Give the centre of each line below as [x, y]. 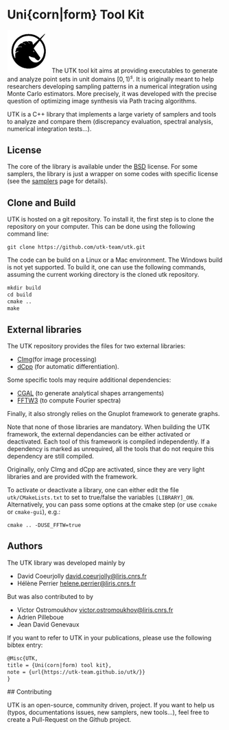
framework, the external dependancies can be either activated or [99, 435]
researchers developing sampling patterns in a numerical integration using [112, 86]
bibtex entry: [25, 645]
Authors [25, 546]
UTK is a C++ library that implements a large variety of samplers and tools [112, 114]
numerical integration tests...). [49, 129]
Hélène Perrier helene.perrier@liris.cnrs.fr [76, 583]
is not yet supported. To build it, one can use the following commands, [106, 267]
